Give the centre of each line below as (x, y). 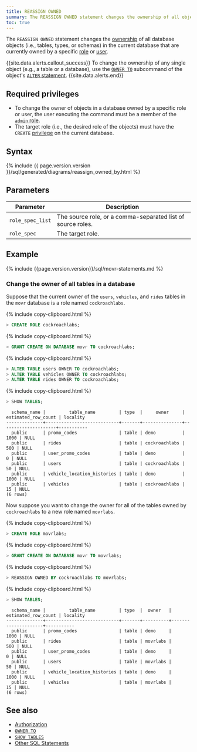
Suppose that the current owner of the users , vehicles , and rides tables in (96, 296)
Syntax (19, 151)
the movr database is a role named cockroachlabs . (66, 302)
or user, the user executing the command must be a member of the (96, 114)
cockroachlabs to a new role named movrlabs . (61, 512)
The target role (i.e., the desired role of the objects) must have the (94, 127)
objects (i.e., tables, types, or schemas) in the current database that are (93, 45)
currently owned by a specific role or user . (57, 52)
